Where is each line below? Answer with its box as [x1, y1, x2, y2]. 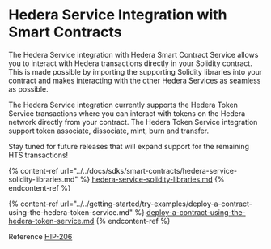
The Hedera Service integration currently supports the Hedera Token [8, 100, 239, 109]
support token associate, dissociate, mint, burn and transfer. [8, 126, 210, 135]
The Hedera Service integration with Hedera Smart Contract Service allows [8, 49, 259, 59]
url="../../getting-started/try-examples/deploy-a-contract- [60, 199, 252, 208]
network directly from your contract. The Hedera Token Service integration [8, 117, 258, 127]
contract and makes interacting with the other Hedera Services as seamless [8, 75, 261, 85]
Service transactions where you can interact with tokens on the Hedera [8, 108, 246, 118]
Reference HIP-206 [8, 231, 73, 241]
